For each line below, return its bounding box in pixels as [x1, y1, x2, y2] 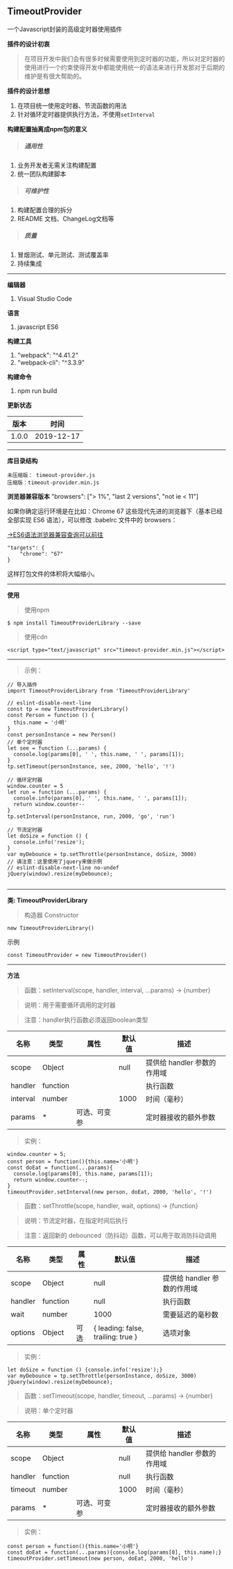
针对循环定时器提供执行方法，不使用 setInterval [17, 110, 155, 118]
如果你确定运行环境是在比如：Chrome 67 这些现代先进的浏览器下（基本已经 [7, 507, 223, 515]
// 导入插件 [7, 681, 38, 688]
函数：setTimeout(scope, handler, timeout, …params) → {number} [24, 1391, 214, 1400]
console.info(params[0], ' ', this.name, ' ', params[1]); [13, 794, 188, 802]
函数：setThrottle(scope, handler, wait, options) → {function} [24, 1201, 199, 1209]
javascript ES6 [17, 323, 59, 331]
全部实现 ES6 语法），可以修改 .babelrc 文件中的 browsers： [7, 515, 178, 524]
